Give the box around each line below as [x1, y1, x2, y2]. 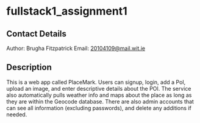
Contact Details [6, 29, 67, 39]
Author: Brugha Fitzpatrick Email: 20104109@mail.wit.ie [6, 44, 145, 52]
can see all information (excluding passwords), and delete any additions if [6, 104, 192, 111]
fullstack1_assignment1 [6, 4, 128, 18]
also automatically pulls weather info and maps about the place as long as [6, 91, 192, 99]
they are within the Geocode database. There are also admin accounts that [6, 97, 194, 105]
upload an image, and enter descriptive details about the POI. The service [6, 85, 191, 92]
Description [6, 62, 52, 72]
